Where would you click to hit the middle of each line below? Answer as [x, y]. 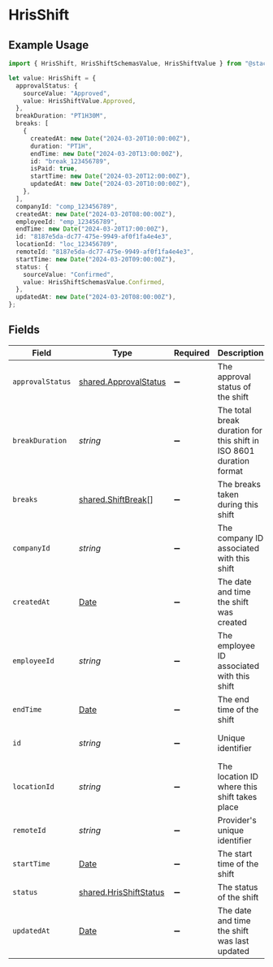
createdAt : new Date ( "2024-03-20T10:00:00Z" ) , [110, 138]
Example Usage [49, 45]
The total [234, 410]
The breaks [239, 484]
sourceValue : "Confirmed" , [69, 274]
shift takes [237, 796]
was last [233, 941]
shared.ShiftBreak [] [116, 499]
